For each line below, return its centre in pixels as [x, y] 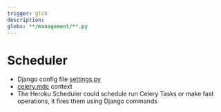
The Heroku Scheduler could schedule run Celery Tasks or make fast [115, 94]
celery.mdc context [45, 87]
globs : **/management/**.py [48, 26]
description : [26, 20]
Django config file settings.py [59, 79]
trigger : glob [28, 13]
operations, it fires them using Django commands [87, 101]
